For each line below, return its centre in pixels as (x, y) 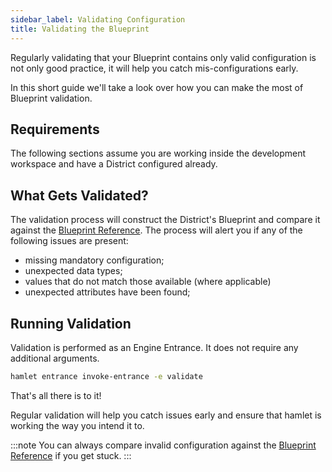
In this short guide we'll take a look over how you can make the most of (157, 87)
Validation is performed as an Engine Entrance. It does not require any (154, 347)
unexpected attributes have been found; (107, 292)
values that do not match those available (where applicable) (148, 282)
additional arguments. (55, 358)
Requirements (55, 129)
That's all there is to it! (56, 395)
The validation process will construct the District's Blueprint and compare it (165, 220)
